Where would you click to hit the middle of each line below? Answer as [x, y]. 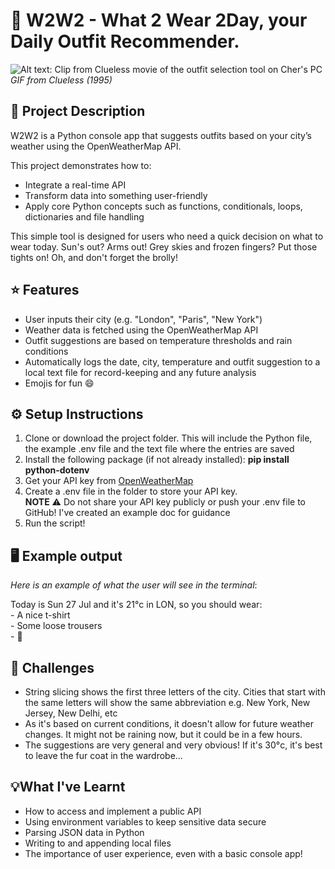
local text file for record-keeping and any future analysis [140, 372]
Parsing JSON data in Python [84, 832]
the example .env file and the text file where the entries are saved [159, 449]
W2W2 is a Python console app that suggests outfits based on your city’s [161, 135]
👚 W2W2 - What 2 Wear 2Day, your [159, 20]
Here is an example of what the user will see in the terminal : [134, 585]
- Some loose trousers [56, 626]
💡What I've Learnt [68, 787]
